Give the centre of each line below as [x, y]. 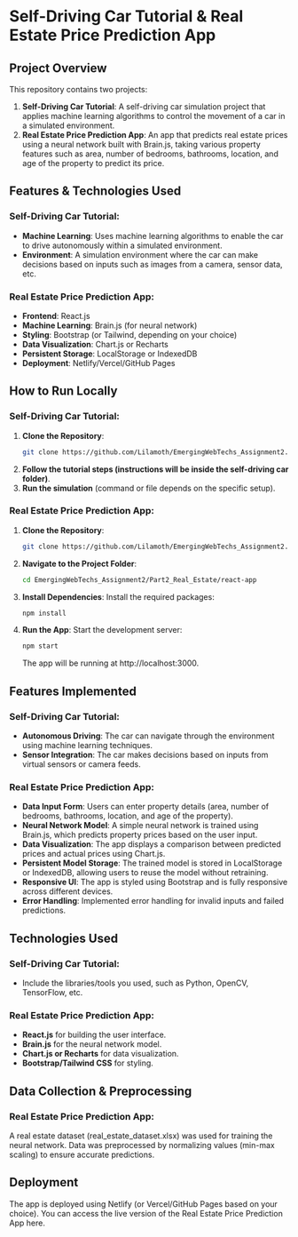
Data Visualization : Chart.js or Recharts [95, 344]
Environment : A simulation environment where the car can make [140, 254]
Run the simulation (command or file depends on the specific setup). [149, 488]
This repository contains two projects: [78, 89]
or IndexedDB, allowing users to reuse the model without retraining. [145, 873]
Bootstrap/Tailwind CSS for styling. [87, 1063]
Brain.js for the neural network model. [92, 1044]
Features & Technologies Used [95, 192]
